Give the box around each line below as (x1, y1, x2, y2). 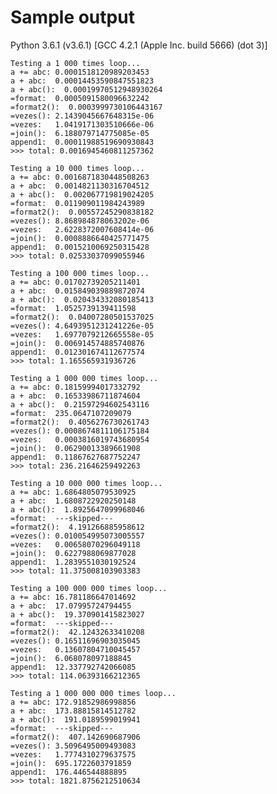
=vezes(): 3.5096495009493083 (10, 741, 137, 751)
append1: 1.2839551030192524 (10, 557, 137, 567)
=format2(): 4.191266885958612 (10, 522, 145, 532)
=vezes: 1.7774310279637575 (10, 749, 137, 760)
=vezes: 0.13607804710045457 (10, 644, 141, 655)
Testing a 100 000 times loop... (10, 268, 150, 278)
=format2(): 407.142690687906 (10, 732, 141, 742)
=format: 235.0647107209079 (10, 408, 132, 418)
